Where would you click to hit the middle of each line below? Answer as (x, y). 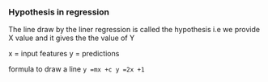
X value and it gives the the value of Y (72, 38)
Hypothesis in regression (59, 12)
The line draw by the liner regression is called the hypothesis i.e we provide (134, 30)
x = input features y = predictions (64, 54)
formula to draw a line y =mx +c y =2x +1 (77, 69)
